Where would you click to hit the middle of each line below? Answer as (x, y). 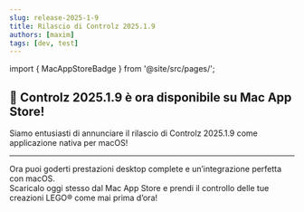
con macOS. (33, 178)
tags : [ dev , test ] (44, 43)
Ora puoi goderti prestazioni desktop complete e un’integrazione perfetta (146, 169)
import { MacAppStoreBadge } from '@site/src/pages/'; (112, 69)
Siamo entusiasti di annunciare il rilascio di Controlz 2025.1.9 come (133, 133)
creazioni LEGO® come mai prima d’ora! (84, 198)
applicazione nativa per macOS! (69, 143)
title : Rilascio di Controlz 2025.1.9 (82, 26)
